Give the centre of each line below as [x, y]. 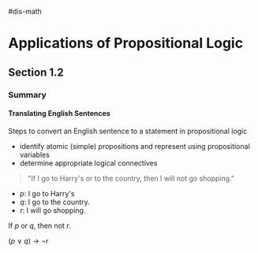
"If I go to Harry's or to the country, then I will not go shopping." [131, 178]
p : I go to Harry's [47, 193]
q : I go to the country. [55, 202]
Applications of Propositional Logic [125, 43]
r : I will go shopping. [52, 210]
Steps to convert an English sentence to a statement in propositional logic [128, 131]
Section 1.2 [36, 72]
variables [34, 154]
